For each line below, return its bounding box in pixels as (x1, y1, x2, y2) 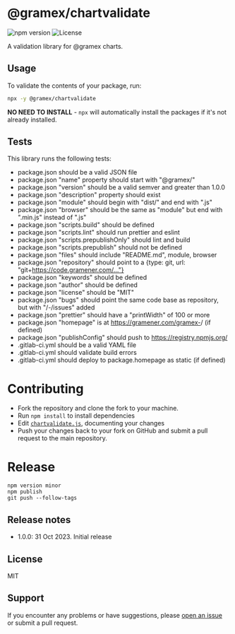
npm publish (7, 488, 42, 495)
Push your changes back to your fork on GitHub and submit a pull (17, 426, 208, 435)
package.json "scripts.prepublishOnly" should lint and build (17, 235, 191, 245)
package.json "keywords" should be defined (17, 274, 147, 282)
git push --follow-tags (7, 495, 78, 502)
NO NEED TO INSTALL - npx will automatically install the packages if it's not (7, 107, 227, 116)
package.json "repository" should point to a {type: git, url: (17, 258, 186, 266)
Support (7, 592, 44, 604)
